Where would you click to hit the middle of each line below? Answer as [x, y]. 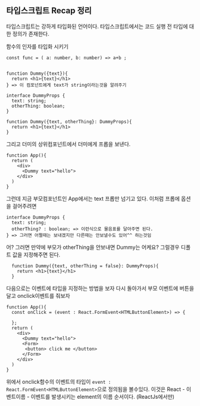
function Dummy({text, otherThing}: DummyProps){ [69, 121]
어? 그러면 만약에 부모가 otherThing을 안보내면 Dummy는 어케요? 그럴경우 [93, 247]
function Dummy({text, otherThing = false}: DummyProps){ [85, 266]
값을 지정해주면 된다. [36, 254]
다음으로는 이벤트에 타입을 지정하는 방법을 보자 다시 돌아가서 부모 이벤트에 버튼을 [100, 288]
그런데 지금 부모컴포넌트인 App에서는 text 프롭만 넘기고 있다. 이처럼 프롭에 [93, 199]
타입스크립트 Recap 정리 [49, 11]
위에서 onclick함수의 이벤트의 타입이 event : [59, 381]
